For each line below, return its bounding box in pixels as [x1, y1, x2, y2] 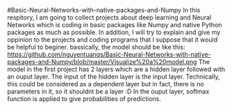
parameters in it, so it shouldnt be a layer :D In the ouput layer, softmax [7, 87, 210, 95]
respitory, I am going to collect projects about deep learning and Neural [7, 13, 212, 22]
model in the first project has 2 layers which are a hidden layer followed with [7, 65, 226, 73]
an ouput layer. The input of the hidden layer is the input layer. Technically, [7, 72, 220, 81]
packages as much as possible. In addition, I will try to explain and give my [7, 28, 221, 36]
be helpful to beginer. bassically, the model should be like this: [7, 43, 185, 51]
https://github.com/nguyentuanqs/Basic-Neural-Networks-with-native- [7, 50, 211, 58]
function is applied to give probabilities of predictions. [7, 95, 162, 103]
